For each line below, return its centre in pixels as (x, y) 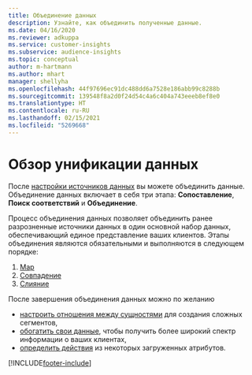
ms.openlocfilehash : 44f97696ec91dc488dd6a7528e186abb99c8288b (114, 89)
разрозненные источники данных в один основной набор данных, (119, 226)
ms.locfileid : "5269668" (49, 125)
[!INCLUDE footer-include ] (50, 362)
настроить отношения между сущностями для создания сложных (131, 314)
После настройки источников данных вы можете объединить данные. (127, 186)
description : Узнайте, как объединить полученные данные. (105, 23)
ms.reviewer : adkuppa (44, 37)
